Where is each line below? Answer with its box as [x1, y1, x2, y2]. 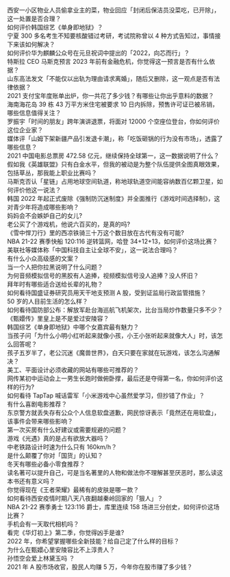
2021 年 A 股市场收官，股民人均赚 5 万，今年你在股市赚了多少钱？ [7, 563, 193, 571]
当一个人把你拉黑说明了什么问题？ [7, 263, 103, 271]
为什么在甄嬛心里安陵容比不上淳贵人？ [7, 545, 115, 554]
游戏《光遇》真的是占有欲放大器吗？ [7, 434, 110, 442]
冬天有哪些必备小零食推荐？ [7, 460, 86, 468]
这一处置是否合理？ [7, 14, 62, 23]
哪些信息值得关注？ [7, 109, 62, 116]
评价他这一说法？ [12, 186, 62, 194]
